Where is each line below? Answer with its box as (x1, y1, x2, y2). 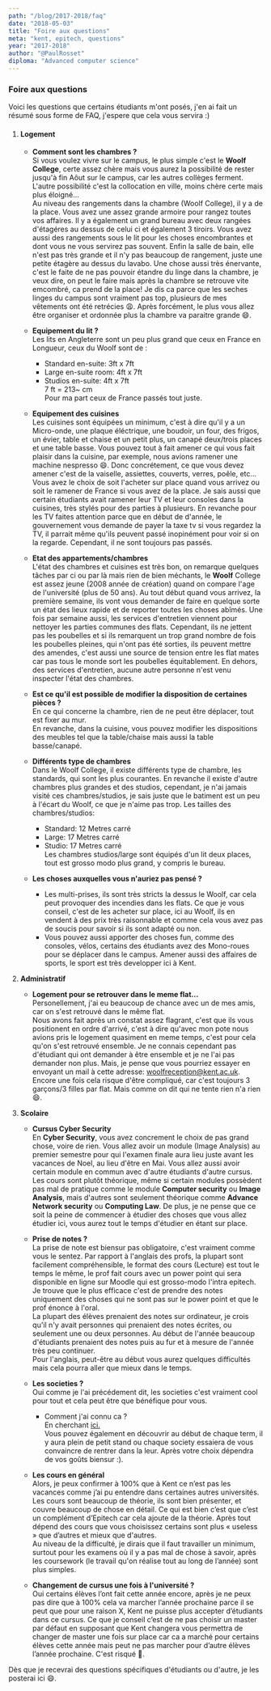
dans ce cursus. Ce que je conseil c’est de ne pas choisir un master (32, 1615, 257, 1625)
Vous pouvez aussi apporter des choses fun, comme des (44, 932, 235, 942)
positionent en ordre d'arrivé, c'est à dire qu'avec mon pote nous (32, 1024, 249, 1034)
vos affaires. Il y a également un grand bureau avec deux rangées (32, 216, 252, 226)
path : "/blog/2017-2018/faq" (8, 11, 107, 20)
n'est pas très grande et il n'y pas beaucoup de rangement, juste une (32, 250, 263, 260)
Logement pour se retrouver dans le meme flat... (32, 990, 199, 1000)
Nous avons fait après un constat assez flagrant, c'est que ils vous (32, 1016, 254, 1025)
